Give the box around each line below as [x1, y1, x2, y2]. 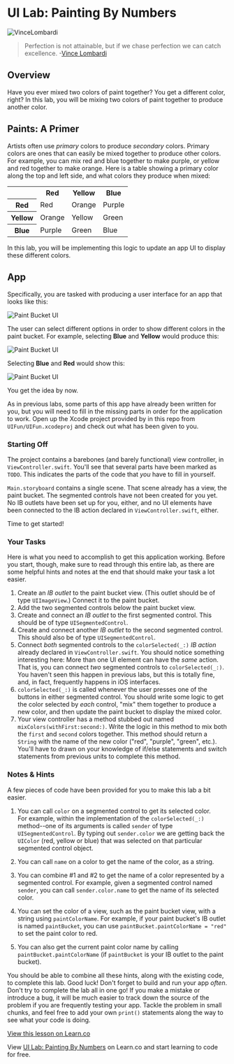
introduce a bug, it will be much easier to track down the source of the [7, 993, 210, 1002]
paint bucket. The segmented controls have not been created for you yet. [7, 491, 218, 499]
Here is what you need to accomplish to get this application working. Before [7, 553, 226, 561]
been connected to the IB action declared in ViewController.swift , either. [7, 506, 219, 515]
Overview [7, 69, 51, 81]
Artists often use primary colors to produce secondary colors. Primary [7, 141, 210, 150]
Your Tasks [7, 537, 46, 547]
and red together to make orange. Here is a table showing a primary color [7, 164, 219, 172]
